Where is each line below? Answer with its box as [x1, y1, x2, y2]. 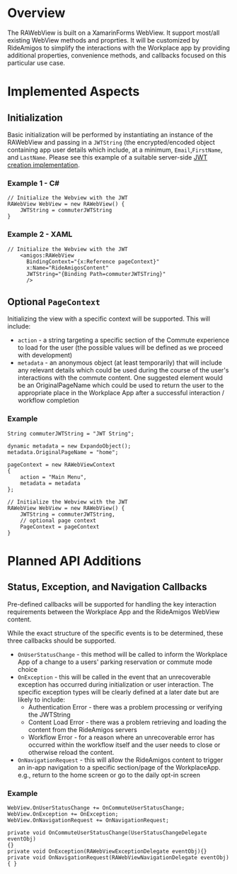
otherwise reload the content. [28, 748, 115, 756]
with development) [17, 351, 73, 360]
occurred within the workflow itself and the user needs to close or [28, 740, 221, 749]
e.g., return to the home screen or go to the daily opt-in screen [17, 770, 200, 779]
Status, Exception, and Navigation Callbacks [7, 581, 207, 593]
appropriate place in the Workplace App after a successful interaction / [17, 389, 225, 397]
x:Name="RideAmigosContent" [25, 264, 110, 271]
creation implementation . [7, 160, 80, 169]
